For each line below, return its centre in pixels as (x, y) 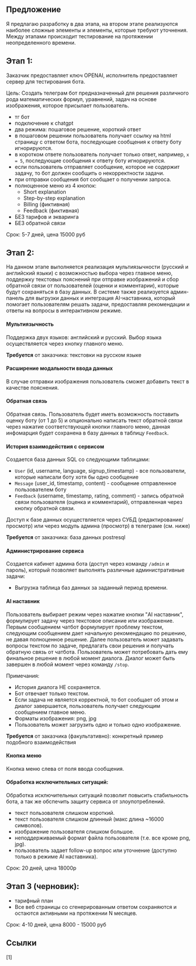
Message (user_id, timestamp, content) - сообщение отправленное (95, 483)
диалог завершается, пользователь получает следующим (87, 706)
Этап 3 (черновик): (43, 886)
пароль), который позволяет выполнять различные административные (95, 570)
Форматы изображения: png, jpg (55, 718)
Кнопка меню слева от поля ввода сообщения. (65, 768)
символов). (29, 825)
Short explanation (45, 192)
